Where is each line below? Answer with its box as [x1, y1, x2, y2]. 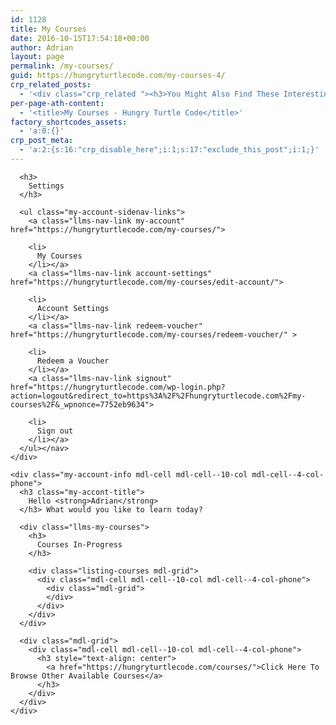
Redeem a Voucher [36, 356, 110, 366]
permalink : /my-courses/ [10, 61, 114, 71]
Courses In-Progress [36, 539, 123, 550]
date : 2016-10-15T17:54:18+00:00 [10, 33, 150, 43]
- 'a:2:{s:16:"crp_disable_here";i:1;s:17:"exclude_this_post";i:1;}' [19, 145, 320, 155]
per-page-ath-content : [10, 98, 105, 108]
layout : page [10, 52, 65, 62]
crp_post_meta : [10, 136, 74, 146]
